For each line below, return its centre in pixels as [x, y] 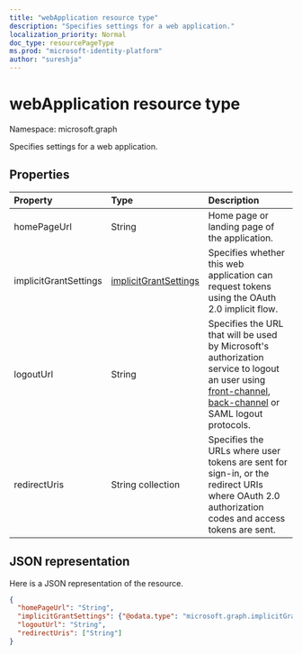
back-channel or [244, 402]
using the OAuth [242, 297]
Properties [40, 175]
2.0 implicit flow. [243, 309]
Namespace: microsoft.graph [63, 129]
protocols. [230, 424]
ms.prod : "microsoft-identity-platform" [86, 51]
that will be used [243, 334]
